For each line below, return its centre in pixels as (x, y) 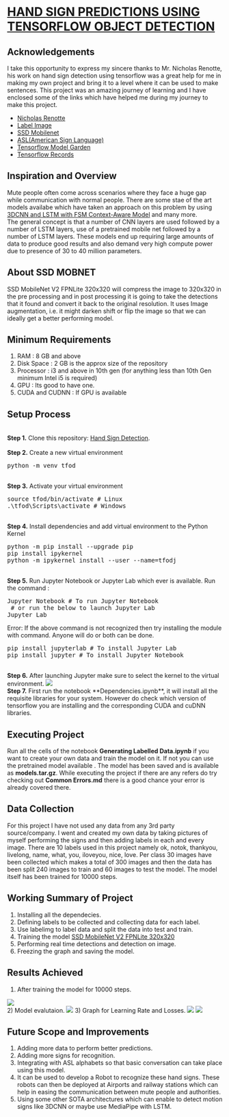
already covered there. (39, 788)
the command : (28, 588)
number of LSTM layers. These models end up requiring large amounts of (110, 236)
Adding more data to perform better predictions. (85, 1048)
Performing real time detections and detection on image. (96, 943)
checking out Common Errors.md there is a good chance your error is (106, 780)
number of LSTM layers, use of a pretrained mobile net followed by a (104, 229)
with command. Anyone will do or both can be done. (81, 635)
